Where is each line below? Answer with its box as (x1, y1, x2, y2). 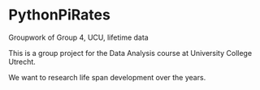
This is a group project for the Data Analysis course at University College (8, 48, 253, 58)
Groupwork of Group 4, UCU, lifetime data (8, 32, 149, 42)
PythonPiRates (8, 6, 111, 24)
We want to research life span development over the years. (8, 72, 206, 82)
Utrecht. (8, 57, 37, 66)
